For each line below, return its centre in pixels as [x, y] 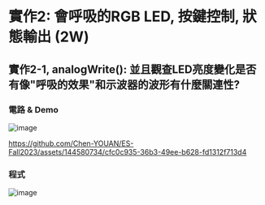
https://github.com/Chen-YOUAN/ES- [71, 143]
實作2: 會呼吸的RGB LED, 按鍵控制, [124, 17]
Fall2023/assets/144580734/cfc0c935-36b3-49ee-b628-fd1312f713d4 [128, 152]
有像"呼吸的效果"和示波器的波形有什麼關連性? [124, 85]
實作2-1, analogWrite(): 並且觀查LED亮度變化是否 [132, 69]
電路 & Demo [33, 109]
